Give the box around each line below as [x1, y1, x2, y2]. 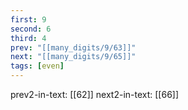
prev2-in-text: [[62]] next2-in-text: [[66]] [10, 89, 180, 100]
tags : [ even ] [10, 61, 65, 71]
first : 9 [10, 14, 47, 25]
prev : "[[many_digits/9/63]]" [10, 42, 137, 53]
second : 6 [10, 24, 52, 34]
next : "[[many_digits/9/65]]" [10, 52, 137, 62]
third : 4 [10, 33, 47, 43]
